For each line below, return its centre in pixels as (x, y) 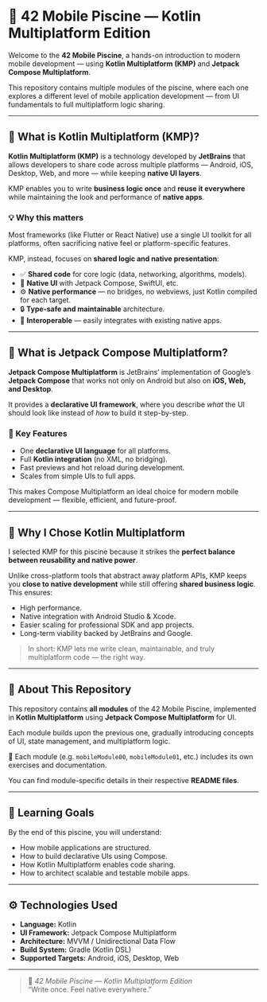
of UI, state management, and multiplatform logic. (89, 741)
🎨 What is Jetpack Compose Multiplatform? (118, 353)
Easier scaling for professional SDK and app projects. (107, 625)
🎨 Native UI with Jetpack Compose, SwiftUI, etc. (99, 283)
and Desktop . (31, 388)
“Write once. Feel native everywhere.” (90, 989)
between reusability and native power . (73, 559)
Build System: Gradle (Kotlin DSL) (75, 949)
